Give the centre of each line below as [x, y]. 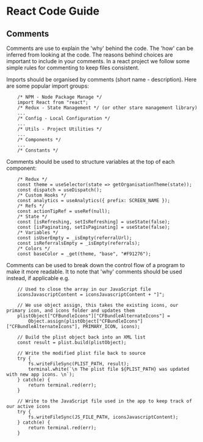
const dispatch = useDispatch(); [60, 190]
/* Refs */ [31, 206]
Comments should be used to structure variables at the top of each [91, 162]
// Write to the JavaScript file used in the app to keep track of [105, 401]
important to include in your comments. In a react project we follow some [98, 61]
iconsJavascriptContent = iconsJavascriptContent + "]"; [91, 295]
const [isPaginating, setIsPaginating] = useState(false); [94, 227]
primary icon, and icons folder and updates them [71, 310]
